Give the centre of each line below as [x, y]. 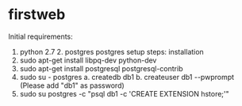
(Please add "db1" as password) [72, 85]
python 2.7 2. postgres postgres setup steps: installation [111, 51]
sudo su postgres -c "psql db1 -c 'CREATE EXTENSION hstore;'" [125, 93]
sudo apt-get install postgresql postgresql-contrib [101, 68]
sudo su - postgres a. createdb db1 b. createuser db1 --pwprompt [127, 77]
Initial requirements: [40, 36]
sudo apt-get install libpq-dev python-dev [88, 60]
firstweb [37, 15]
